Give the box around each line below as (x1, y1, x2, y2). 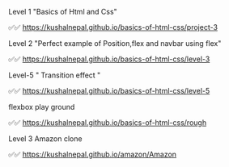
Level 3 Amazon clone (8, 134, 83, 144)
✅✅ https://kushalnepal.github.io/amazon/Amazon (8, 149, 176, 159)
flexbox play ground (8, 102, 75, 111)
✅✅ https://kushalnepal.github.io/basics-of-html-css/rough (8, 118, 207, 127)
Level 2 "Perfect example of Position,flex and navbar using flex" (8, 39, 222, 48)
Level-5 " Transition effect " (8, 70, 101, 80)
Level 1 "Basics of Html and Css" (8, 7, 117, 16)
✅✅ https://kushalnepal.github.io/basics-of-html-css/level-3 (8, 54, 210, 64)
